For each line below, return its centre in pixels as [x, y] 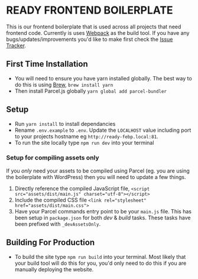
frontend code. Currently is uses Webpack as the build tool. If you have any [98, 33]
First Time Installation [47, 64]
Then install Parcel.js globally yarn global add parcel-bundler [91, 91]
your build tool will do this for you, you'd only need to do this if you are [100, 263]
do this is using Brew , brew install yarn [64, 85]
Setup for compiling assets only [53, 158]
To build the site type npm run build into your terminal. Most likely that [100, 257]
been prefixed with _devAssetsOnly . [58, 224]
